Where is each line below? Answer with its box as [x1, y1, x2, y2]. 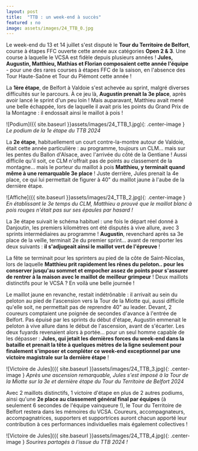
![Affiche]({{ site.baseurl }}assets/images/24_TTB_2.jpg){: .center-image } [6, 194, 186, 201]
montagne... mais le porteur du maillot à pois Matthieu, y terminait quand [6, 164, 186, 171]
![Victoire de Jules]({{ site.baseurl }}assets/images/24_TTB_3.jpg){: [6, 365, 170, 372]
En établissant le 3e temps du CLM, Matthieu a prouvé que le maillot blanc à [6, 200, 192, 207]
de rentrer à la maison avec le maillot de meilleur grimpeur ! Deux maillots [6, 273, 189, 281]
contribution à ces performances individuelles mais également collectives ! [6, 421, 188, 428]
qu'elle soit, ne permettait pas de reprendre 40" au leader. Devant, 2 [6, 304, 172, 311]
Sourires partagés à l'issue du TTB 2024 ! [26, 439, 128, 446]
